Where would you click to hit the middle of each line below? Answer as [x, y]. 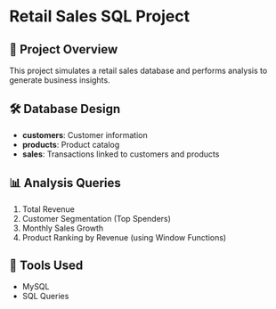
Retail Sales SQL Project [99, 16]
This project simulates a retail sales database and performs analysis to [138, 70]
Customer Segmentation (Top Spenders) [97, 218]
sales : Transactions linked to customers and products [121, 154]
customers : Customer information [85, 134]
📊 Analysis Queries [65, 183]
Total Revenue [49, 209]
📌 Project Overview [64, 49]
